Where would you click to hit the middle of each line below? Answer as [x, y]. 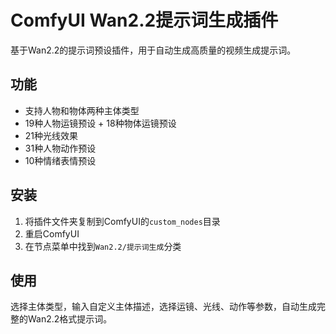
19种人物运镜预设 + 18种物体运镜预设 [100, 123]
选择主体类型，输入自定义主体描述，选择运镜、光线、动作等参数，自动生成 [163, 307]
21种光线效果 [51, 135]
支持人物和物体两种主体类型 [82, 110]
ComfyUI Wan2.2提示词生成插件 [144, 20]
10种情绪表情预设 [60, 160]
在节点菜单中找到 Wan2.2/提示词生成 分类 [103, 246]
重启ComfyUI [52, 233]
